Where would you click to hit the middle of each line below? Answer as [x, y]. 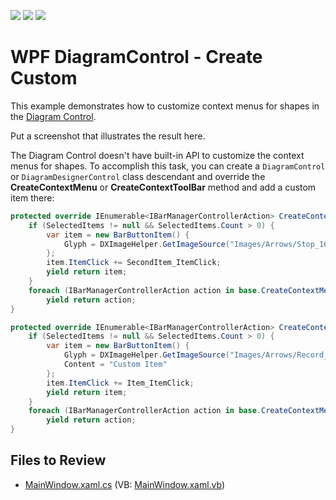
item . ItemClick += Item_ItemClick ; [120, 383]
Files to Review [58, 460]
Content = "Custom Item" [115, 365]
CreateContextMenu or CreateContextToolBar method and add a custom [163, 187]
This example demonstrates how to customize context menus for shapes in [165, 106]
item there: [32, 197]
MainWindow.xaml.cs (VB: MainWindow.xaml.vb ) [125, 484]
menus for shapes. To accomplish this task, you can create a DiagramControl [168, 166]
